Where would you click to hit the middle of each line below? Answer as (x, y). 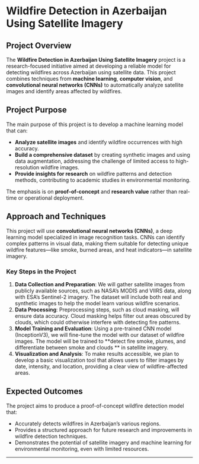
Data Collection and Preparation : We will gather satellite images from (100, 284)
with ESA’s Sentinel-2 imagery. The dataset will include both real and (98, 297)
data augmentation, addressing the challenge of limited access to (94, 161)
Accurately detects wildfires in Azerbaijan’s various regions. (88, 424)
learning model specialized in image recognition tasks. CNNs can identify (96, 237)
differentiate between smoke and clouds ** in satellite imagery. (92, 347)
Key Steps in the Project (41, 272)
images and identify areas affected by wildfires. (64, 91)
